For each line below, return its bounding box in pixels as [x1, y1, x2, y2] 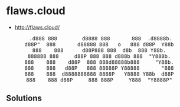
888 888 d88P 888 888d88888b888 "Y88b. [24, 59, 174, 66]
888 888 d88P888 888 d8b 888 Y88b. [32, 47, 166, 54]
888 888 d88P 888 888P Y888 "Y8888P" [25, 76, 173, 83]
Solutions [6, 93, 42, 103]
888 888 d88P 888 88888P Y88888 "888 [24, 64, 174, 72]
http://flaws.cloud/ [14, 24, 60, 31]
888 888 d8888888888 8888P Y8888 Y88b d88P [24, 70, 174, 77]
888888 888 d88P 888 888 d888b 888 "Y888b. [27, 53, 171, 60]
